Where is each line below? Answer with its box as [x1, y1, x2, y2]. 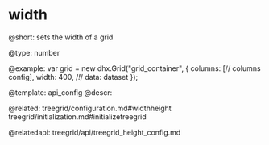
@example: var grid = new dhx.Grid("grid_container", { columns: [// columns [8, 63, 261, 73]
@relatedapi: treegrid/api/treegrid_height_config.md [8, 127, 181, 137]
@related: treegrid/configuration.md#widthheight [8, 103, 172, 113]
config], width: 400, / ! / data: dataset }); [8, 72, 139, 81]
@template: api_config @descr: [8, 87, 113, 97]
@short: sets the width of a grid [8, 32, 114, 42]
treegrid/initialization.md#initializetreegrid [8, 111, 147, 122]
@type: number [8, 48, 60, 57]
